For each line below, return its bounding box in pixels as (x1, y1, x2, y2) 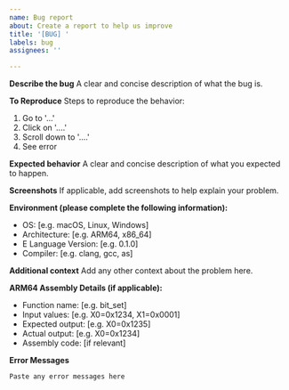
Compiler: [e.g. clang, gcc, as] (21, 248, 133, 259)
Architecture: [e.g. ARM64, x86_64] (21, 229, 152, 240)
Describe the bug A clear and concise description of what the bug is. (9, 78, 263, 89)
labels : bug (9, 37, 53, 47)
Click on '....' (21, 122, 68, 134)
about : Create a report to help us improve (9, 21, 173, 30)
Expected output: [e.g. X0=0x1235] (21, 319, 151, 329)
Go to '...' (21, 113, 55, 124)
